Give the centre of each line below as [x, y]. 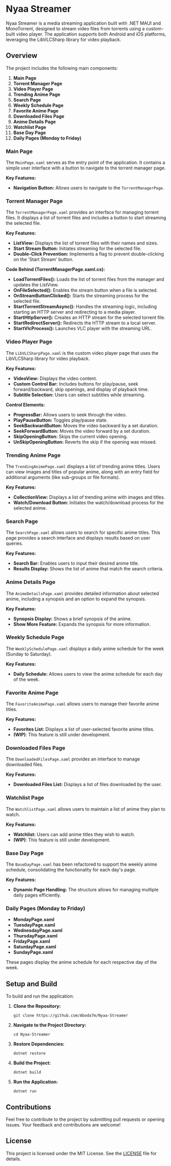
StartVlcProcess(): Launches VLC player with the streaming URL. [82, 329]
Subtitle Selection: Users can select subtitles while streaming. [79, 395]
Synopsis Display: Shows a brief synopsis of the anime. [72, 619]
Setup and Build [32, 984]
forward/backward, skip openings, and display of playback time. [81, 389]
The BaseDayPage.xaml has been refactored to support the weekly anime [82, 864]
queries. [15, 543]
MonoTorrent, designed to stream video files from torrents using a [75, 28]
